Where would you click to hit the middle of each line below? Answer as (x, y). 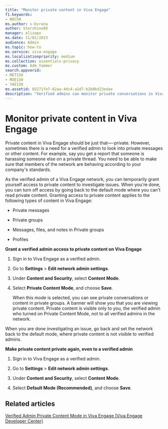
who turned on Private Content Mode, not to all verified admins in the (83, 314)
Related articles (30, 404)
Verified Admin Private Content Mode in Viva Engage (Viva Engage (74, 416)
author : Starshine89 (27, 29)
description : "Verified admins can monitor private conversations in (79, 94)
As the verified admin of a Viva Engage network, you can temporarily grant (82, 179)
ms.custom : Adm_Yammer (29, 66)
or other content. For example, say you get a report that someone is (75, 154)
